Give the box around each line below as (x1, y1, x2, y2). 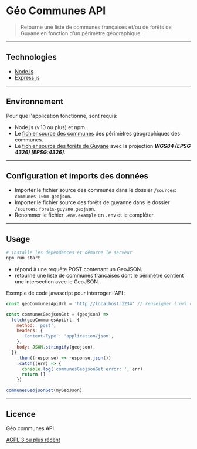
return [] (21, 372, 46, 377)
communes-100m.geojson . (14, 193, 72, 200)
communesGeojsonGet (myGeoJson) (6, 387, 83, 394)
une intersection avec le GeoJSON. (14, 278, 100, 285)
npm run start (6, 255, 41, 261)
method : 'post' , (16, 322, 57, 328)
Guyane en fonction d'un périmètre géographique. (20, 29, 142, 36)
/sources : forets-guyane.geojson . (14, 205, 96, 212)
